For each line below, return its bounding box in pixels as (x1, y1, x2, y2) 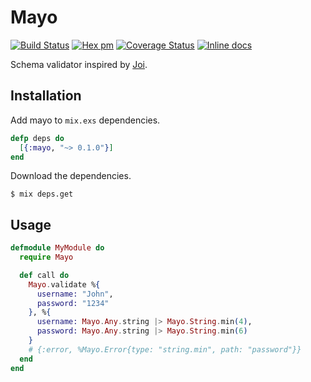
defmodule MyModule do (10, 243, 105, 253)
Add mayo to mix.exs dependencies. (10, 114, 161, 126)
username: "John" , (36, 289, 114, 299)
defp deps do (10, 133, 65, 143)
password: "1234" (36, 298, 110, 308)
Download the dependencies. (10, 170, 132, 182)
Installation (10, 87, 82, 105)
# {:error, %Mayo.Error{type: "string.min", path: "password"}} (28, 344, 302, 355)
